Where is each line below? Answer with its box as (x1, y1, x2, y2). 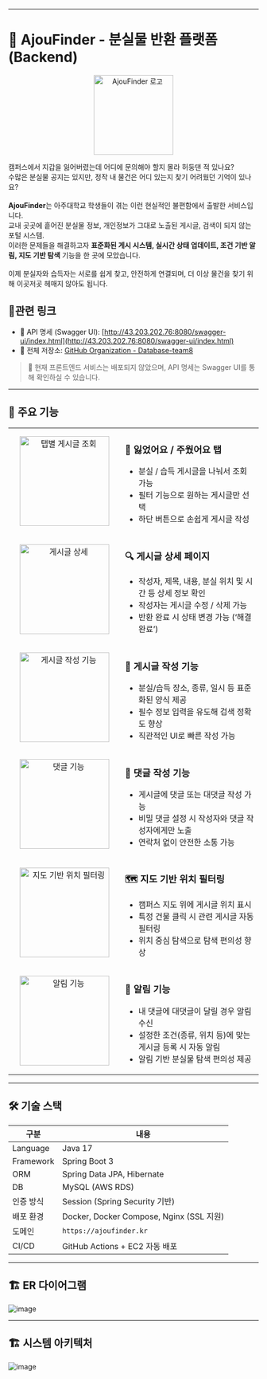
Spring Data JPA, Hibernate (62, 1169, 164, 1180)
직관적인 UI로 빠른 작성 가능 (137, 730, 236, 741)
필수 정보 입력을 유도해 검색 (137, 706, 235, 717)
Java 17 (62, 1142, 93, 1153)
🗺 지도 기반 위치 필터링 (124, 874, 225, 886)
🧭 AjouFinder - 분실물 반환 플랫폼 (8, 31, 218, 49)
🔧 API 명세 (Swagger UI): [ (19, 327, 105, 336)
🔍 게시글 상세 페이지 (124, 550, 211, 563)
